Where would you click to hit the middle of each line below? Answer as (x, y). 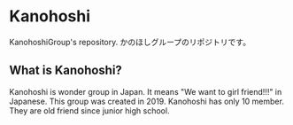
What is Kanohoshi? (66, 70)
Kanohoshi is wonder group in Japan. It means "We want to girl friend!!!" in (146, 91)
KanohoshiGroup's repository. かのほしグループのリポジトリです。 (130, 42)
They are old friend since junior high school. (89, 110)
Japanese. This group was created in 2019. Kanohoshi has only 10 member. (147, 101)
